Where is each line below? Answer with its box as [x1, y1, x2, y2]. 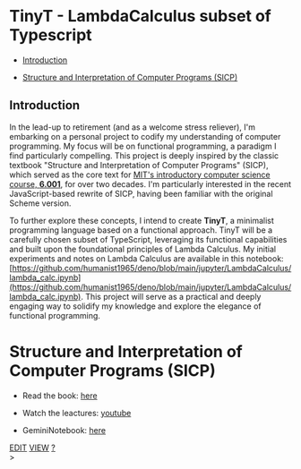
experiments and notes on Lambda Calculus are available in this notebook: [9, 252, 284, 264]
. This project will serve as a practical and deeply [80, 291, 262, 302]
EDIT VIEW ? [9, 442, 56, 453]
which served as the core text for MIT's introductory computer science [9, 169, 271, 180]
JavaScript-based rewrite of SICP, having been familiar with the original [9, 188, 273, 199]
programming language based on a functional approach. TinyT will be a [9, 225, 273, 235]
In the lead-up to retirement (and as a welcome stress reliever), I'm [9, 122, 255, 132]
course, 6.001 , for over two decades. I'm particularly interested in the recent [9, 178, 292, 189]
